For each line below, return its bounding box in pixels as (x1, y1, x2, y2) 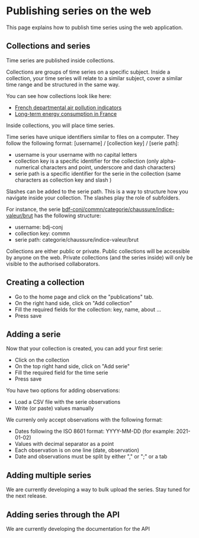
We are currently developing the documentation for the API (6, 526, 150, 532)
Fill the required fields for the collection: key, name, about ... (14, 306, 162, 313)
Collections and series (6, 41, 91, 51)
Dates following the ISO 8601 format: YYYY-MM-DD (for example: (14, 428, 175, 435)
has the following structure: (34, 212, 101, 219)
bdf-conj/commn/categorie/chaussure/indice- (62, 205, 175, 213)
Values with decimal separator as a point (14, 441, 114, 448)
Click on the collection (14, 356, 69, 363)
